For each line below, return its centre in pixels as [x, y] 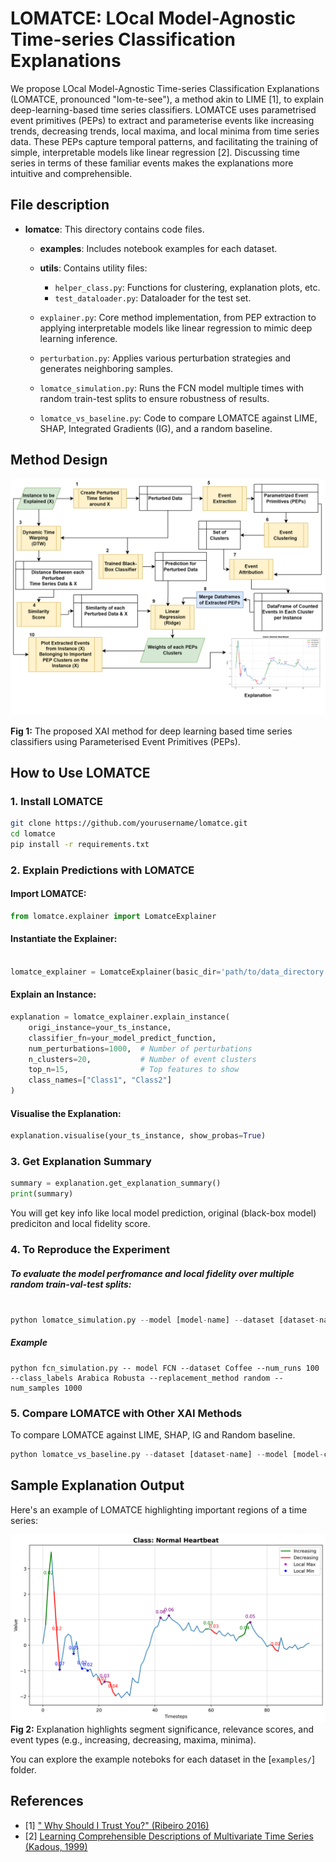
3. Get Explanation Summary [81, 1162]
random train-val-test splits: [71, 1284]
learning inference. [78, 338]
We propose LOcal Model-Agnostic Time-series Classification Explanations [165, 88]
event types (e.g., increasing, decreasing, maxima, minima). [133, 1739]
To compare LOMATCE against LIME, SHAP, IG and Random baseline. [153, 1435]
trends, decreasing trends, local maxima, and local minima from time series [165, 131]
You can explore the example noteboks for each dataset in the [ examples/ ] [163, 1759]
